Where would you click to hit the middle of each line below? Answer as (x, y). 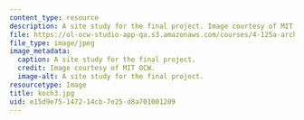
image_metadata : (40, 51)
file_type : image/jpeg (52, 43)
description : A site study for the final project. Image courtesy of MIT (152, 26)
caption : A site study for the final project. (107, 60)
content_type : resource (54, 18)
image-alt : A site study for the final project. (111, 77)
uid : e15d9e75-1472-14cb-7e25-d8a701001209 (93, 102)
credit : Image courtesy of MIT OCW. (86, 69)
